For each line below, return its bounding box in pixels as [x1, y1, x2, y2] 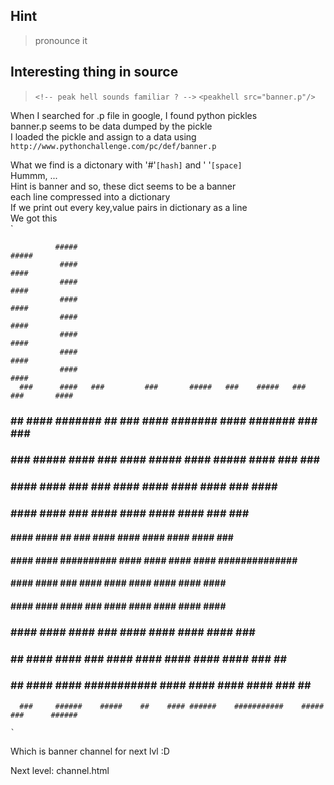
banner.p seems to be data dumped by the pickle [10, 120, 213, 132]
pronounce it [34, 34, 88, 46]
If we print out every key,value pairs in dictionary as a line [10, 201, 248, 213]
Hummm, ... [10, 169, 58, 181]
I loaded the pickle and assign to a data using [10, 130, 197, 143]
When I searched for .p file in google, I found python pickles [10, 109, 258, 121]
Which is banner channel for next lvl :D [10, 745, 170, 757]
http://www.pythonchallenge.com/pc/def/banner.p [10, 141, 217, 151]
